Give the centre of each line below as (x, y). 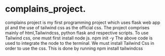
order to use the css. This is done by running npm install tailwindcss (74, 48)
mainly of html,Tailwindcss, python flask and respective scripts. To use (77, 33)
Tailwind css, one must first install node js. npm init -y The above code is (79, 38)
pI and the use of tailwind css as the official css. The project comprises (77, 27)
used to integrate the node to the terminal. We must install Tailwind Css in (80, 43)
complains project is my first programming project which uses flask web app (83, 22)
